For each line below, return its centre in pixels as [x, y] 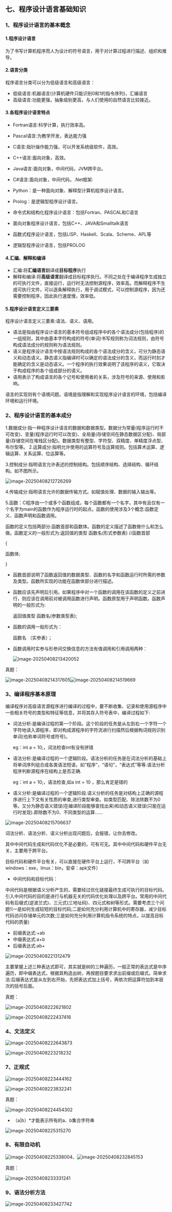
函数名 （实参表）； [33, 637]
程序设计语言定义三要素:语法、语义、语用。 [51, 321]
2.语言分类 [17, 70]
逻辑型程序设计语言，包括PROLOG [49, 245]
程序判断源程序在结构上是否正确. [47, 771]
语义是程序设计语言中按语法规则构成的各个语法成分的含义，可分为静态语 [89, 351]
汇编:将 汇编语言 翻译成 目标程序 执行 [49, 270]
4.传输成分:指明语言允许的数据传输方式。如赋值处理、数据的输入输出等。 [82, 492]
